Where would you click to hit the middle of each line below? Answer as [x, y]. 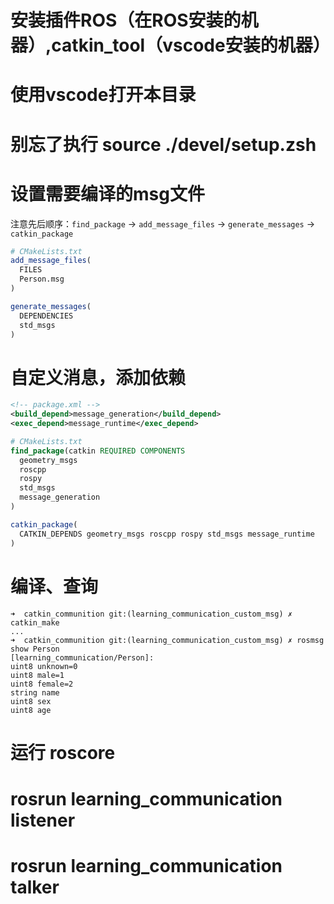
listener [43, 820]
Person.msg [42, 279]
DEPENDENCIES [46, 316]
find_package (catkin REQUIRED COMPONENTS [98, 451]
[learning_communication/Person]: [82, 657]
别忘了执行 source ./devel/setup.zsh [163, 144]
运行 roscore [63, 752]
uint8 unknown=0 [44, 666]
